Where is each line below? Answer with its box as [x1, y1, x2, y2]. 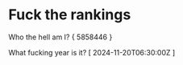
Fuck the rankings [8, 6, 131, 24]
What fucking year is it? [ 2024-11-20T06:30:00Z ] [8, 47, 176, 57]
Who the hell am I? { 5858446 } [8, 32, 113, 42]
